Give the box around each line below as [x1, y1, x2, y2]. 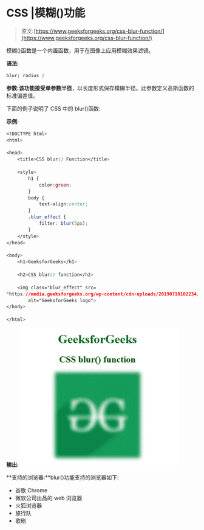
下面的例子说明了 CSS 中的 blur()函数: [6, 105, 101, 112]
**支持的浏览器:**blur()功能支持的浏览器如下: [6, 474, 119, 481]
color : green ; [38, 182, 72, 188]
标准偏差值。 [6, 92, 38, 99]
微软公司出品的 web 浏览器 [15, 494, 83, 502]
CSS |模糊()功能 [6, 6, 86, 20]
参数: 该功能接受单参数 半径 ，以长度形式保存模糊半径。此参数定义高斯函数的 [6, 84, 194, 92]
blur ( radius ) [6, 72, 45, 78]
